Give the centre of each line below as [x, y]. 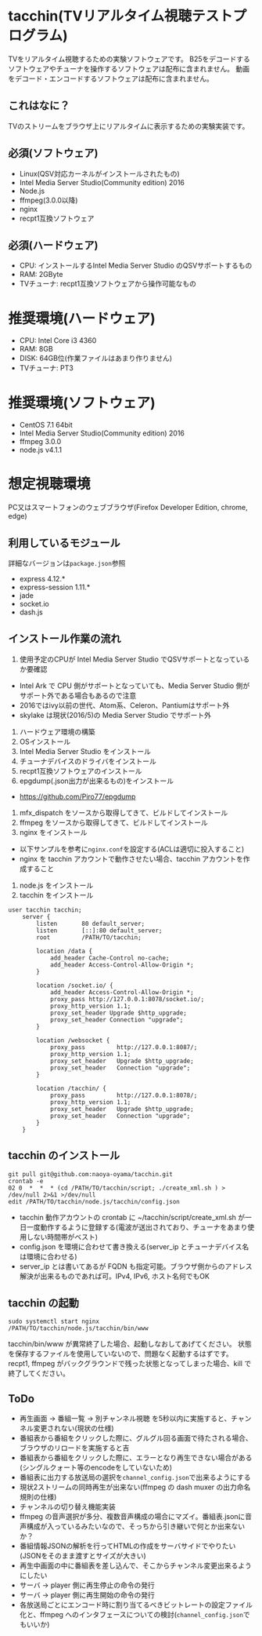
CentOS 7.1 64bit [46, 425]
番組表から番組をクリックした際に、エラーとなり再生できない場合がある [136, 1458]
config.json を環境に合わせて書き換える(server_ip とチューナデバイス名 [134, 1246]
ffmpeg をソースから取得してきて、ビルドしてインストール [114, 822]
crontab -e [26, 1181]
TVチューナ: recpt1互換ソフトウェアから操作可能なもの [108, 284]
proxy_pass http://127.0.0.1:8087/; [124, 1047]
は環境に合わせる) [48, 1256]
